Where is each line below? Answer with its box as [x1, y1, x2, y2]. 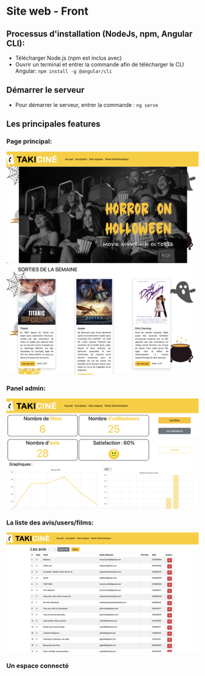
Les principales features [6, 119, 101, 129]
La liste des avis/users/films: [6, 518, 94, 526]
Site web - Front [6, 4, 88, 18]
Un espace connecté [6, 661, 69, 670]
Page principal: [6, 137, 52, 146]
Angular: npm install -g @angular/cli [15, 67, 112, 75]
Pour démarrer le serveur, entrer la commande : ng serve [15, 101, 159, 108]
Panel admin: [6, 384, 46, 393]
